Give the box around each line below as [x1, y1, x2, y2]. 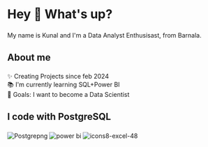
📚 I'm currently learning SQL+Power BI [7, 80, 120, 89]
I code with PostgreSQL [7, 111, 112, 123]
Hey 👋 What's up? [7, 6, 113, 22]
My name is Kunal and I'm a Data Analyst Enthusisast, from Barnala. [7, 31, 202, 40]
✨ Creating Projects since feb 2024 [7, 72, 110, 81]
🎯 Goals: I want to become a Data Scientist [7, 91, 130, 99]
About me [7, 52, 51, 63]
